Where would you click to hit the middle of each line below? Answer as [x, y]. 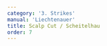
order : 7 [20, 32]
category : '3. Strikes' [41, 13]
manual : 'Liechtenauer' [41, 20]
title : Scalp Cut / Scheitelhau [53, 26]
